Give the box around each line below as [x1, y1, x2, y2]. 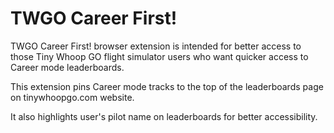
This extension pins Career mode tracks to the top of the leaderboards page [10, 80, 324, 92]
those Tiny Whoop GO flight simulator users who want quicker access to [10, 50, 309, 62]
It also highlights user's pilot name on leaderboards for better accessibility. [10, 110, 318, 122]
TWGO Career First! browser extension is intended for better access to [10, 40, 302, 52]
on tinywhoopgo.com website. [10, 91, 135, 103]
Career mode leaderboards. [10, 61, 125, 73]
